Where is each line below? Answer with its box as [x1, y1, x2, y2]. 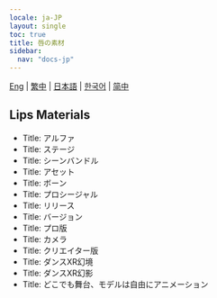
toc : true [9, 30, 47, 39]
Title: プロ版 [22, 222, 68, 233]
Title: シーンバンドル [22, 155, 99, 166]
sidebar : [9, 47, 42, 56]
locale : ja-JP [9, 13, 63, 23]
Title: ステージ [22, 143, 76, 154]
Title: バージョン [22, 211, 84, 221]
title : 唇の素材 [9, 38, 65, 48]
